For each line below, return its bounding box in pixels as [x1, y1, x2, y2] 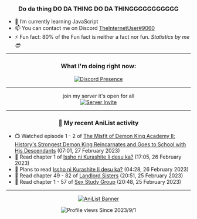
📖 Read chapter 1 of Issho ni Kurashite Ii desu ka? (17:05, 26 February [14, 153, 182, 160]
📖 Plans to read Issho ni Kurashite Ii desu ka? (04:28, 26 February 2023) [14, 166, 189, 173]
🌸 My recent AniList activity [58, 119, 139, 127]
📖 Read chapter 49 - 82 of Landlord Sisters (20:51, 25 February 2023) [14, 172, 184, 179]
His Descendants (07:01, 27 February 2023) [14, 147, 120, 154]
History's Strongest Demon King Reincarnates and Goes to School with [14, 140, 186, 148]
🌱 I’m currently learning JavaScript [14, 18, 98, 25]
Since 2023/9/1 [99, 206, 137, 213]
